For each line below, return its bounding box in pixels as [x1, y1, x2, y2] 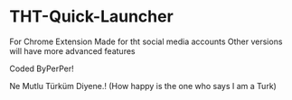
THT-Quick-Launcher [9, 6, 174, 27]
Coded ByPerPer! [9, 63, 74, 74]
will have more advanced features [9, 45, 136, 56]
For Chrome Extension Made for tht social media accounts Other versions [9, 36, 283, 47]
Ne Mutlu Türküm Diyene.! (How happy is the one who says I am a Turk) [9, 80, 278, 91]
